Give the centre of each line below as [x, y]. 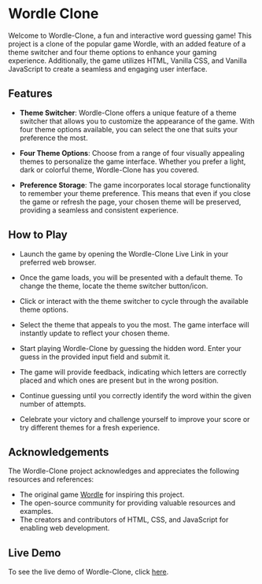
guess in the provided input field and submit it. [95, 357]
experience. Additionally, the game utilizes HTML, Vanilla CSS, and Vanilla [128, 61]
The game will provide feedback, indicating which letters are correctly [133, 371]
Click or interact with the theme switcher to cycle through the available [134, 301]
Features [30, 94]
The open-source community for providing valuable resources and [127, 503]
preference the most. [54, 138]
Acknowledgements [59, 452]
